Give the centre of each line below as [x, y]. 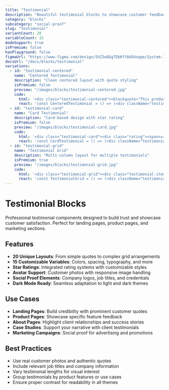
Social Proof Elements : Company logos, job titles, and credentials [81, 277]
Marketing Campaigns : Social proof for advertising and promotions [82, 332]
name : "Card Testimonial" [41, 113]
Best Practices [28, 349]
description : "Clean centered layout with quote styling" [76, 80]
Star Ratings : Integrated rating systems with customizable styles [79, 267]
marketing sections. [26, 229]
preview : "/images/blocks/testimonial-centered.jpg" [71, 90]
